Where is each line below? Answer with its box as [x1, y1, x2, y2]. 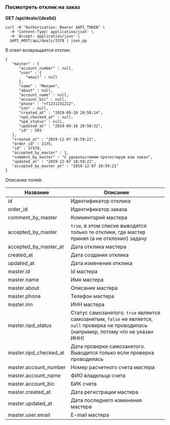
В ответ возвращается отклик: [5, 47, 71, 53]
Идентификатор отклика [70, 198, 131, 205]
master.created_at [8, 388, 51, 396]
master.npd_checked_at [8, 349, 65, 356]
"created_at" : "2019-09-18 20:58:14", [18, 110, 103, 115]
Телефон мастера [70, 293, 115, 300]
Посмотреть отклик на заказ [5, 4, 80, 11]
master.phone [8, 293, 41, 300]
